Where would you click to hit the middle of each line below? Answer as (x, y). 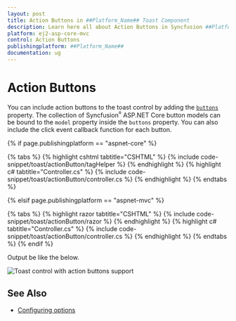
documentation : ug (34, 53)
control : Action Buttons (44, 40)
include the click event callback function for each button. (90, 130)
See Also (27, 293)
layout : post (26, 14)
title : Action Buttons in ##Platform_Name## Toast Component (99, 20)
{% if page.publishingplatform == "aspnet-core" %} (82, 143)
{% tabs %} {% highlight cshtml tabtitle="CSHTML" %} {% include (103, 157)
